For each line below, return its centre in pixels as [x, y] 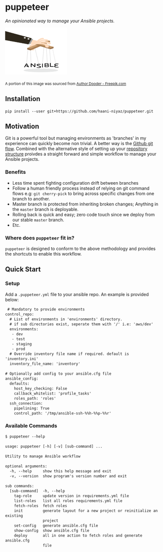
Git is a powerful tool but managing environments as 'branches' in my [76, 138]
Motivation [22, 126]
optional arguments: [26, 466]
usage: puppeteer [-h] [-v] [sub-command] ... [54, 446]
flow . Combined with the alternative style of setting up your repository [76, 149]
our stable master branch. [38, 220]
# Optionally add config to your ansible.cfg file [58, 374]
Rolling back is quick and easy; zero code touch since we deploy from [83, 214]
